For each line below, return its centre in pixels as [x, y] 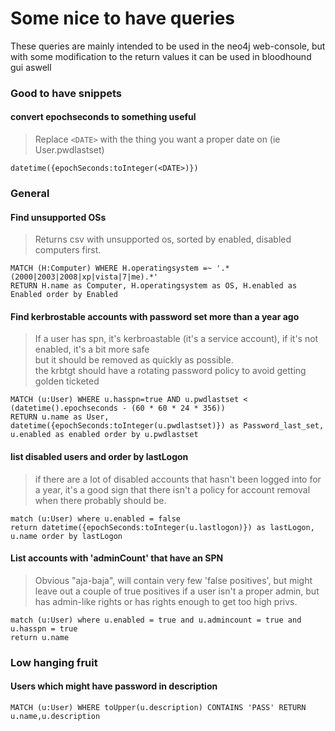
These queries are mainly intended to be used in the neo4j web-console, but [168, 46]
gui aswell [31, 67]
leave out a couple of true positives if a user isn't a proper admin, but [177, 591]
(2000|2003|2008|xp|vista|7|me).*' [84, 277]
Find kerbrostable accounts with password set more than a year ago [155, 316]
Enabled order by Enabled [64, 295]
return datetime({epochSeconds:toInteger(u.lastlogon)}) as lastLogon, [162, 527]
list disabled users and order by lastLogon [99, 456]
